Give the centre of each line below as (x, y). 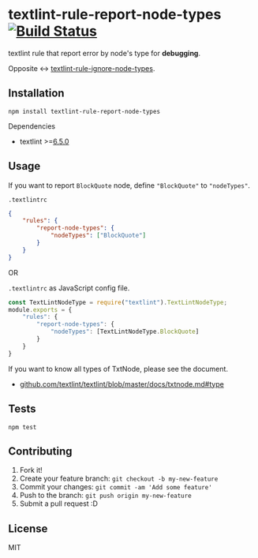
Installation (36, 94)
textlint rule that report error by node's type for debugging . (105, 53)
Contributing (40, 451)
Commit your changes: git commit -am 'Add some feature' (116, 487)
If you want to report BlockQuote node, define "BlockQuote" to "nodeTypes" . (129, 185)
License (28, 528)
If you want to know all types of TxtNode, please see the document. (118, 369)
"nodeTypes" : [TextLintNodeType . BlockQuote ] (125, 332)
